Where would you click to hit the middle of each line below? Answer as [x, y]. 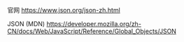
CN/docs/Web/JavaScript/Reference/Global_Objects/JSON [92, 31]
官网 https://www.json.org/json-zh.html [64, 10]
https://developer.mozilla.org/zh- [94, 24]
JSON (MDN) [26, 24]
